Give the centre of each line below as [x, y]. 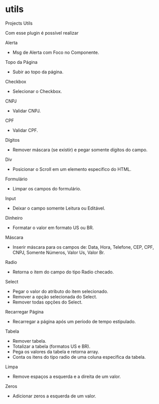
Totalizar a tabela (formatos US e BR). [51, 346]
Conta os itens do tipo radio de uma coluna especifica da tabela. [79, 357]
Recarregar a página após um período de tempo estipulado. [74, 321]
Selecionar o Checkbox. [37, 91]
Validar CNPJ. [27, 111]
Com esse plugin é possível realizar [42, 33]
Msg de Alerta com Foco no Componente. [56, 52]
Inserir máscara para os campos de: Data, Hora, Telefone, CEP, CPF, [83, 247]
